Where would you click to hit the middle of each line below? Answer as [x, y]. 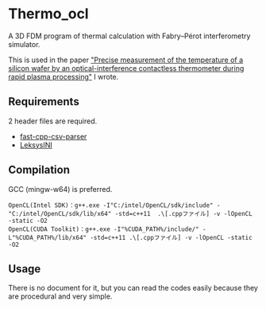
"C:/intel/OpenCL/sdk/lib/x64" [60, 213]
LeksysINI [36, 145]
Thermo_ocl [48, 14]
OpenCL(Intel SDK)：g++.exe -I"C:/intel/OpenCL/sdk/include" [111, 205]
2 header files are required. [53, 121]
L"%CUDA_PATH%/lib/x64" [48, 237]
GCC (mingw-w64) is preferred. [60, 189]
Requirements [44, 102]
